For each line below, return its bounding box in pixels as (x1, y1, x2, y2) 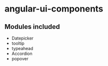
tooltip (11, 40, 25, 46)
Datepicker (11, 35, 34, 41)
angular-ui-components (4, 3, 104, 14)
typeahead (11, 46, 33, 51)
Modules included (4, 23, 60, 31)
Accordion (11, 51, 32, 56)
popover (11, 56, 29, 61)
